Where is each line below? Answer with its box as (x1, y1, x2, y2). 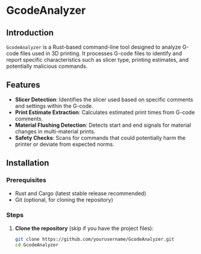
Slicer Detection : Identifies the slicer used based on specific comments (14, 95, 194, 103)
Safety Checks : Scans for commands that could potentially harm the (14, 134, 186, 141)
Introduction (6, 28, 54, 38)
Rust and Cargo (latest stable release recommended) (14, 190, 146, 197)
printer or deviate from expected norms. (14, 141, 114, 148)
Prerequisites (6, 176, 46, 184)
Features (6, 80, 40, 90)
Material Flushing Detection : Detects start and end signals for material (14, 121, 191, 129)
